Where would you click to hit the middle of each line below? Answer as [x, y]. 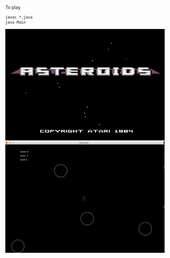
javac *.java [19, 17]
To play [13, 7]
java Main [16, 22]
